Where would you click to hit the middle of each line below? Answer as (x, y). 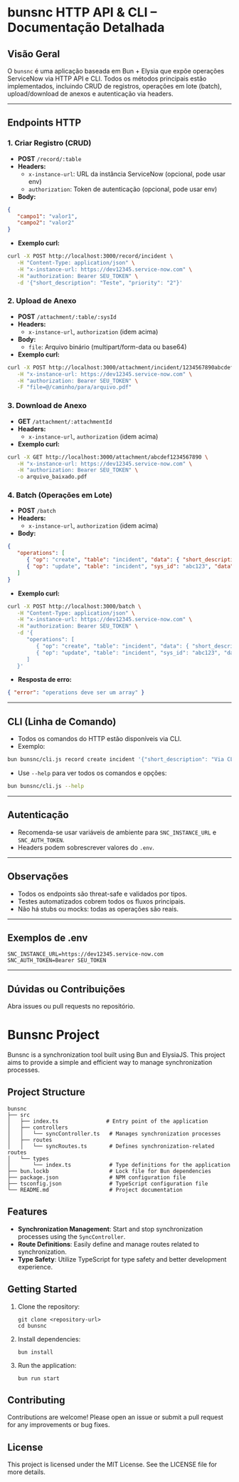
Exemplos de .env (48, 937)
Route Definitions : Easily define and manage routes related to (108, 1244)
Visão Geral (34, 54)
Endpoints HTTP (44, 123)
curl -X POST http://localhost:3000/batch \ (74, 606)
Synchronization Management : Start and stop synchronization (110, 1229)
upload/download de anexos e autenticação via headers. (91, 94)
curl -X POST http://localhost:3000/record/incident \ (90, 256)
